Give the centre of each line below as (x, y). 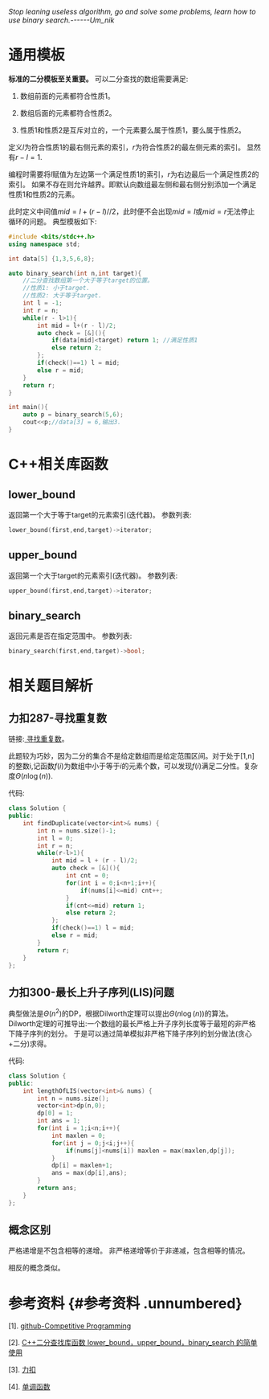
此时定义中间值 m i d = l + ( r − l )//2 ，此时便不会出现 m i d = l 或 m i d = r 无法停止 (132, 211)
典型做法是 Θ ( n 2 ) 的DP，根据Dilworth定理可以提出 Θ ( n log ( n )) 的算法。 (120, 1013)
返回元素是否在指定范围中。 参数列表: (70, 636)
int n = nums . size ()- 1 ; (77, 831)
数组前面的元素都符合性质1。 (67, 96)
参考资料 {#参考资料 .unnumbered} (125, 1303)
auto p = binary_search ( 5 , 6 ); (73, 415)
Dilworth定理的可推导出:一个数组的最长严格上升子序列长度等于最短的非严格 (132, 1023)
